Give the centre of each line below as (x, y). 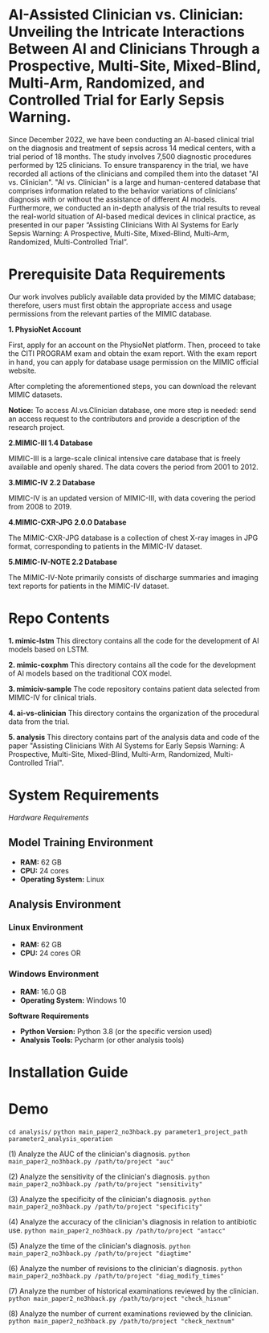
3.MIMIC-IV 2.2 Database (52, 482)
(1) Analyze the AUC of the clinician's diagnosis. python (99, 1154)
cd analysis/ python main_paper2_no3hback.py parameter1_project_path (128, 1132)
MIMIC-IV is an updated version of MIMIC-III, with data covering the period (132, 498)
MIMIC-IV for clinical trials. (53, 697)
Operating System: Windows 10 (73, 1000)
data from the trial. (39, 722)
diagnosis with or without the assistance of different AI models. (113, 199)
